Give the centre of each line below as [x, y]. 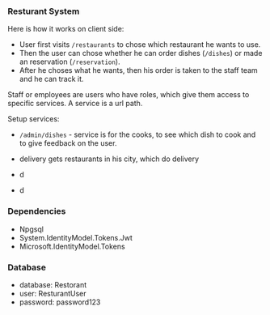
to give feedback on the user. [68, 143]
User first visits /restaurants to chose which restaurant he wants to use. [140, 45]
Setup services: [34, 119]
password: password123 [60, 302]
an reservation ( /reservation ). [70, 62]
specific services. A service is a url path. [75, 104]
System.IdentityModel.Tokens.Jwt [76, 237]
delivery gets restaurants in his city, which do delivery [109, 159]
